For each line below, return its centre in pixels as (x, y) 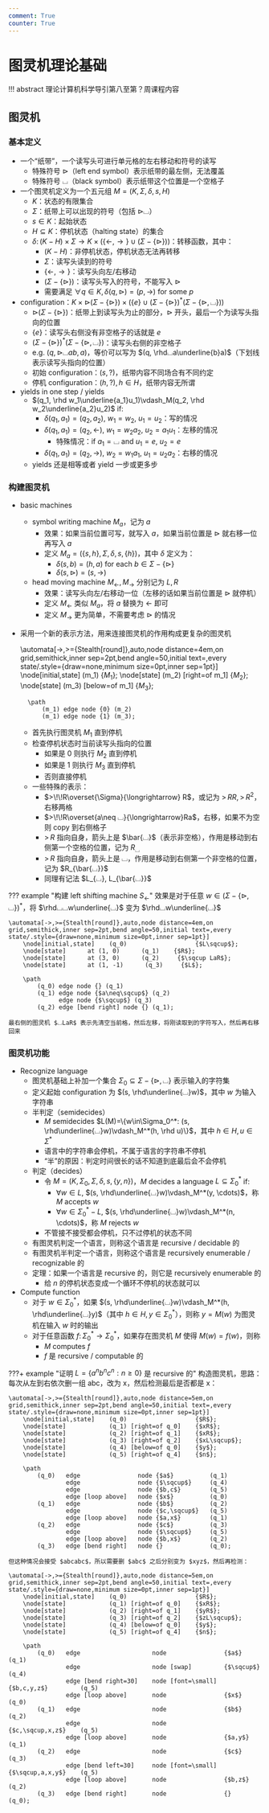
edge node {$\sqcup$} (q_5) (147, 1532)
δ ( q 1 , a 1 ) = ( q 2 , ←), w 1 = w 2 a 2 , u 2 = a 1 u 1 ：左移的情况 (131, 431)
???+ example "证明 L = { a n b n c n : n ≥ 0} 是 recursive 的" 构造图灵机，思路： (135, 1372)
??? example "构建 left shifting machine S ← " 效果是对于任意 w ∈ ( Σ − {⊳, (129, 897)
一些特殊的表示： (60, 786)
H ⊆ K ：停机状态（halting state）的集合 (98, 232)
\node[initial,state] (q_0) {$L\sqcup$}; (131, 944)
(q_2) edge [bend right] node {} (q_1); (106, 1007)
